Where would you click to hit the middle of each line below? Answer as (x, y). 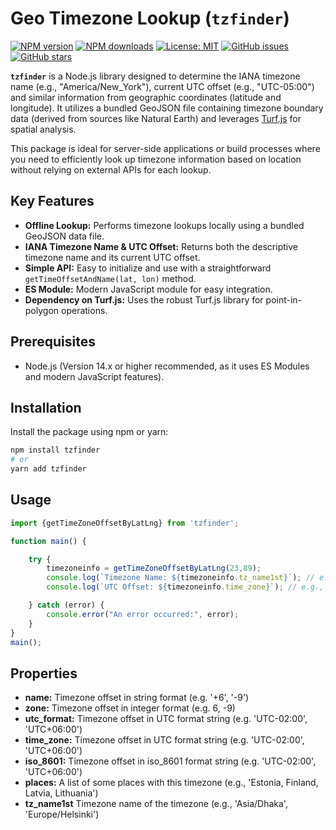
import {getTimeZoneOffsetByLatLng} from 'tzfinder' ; (125, 523)
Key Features (52, 201)
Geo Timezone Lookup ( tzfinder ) (150, 18)
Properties (44, 673)
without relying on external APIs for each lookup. (111, 169)
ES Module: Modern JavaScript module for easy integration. (148, 289)
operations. (84, 310)
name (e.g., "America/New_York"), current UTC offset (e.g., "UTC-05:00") (162, 86)
